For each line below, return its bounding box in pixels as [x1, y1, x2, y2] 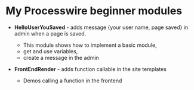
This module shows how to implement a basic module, [23, 41, 157, 49]
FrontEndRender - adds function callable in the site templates [14, 65, 167, 72]
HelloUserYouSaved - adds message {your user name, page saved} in [14, 24, 189, 31]
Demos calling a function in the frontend [23, 77, 122, 84]
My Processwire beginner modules [5, 4, 183, 18]
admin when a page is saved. [14, 30, 87, 37]
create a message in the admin [23, 54, 99, 61]
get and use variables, [23, 47, 78, 54]
